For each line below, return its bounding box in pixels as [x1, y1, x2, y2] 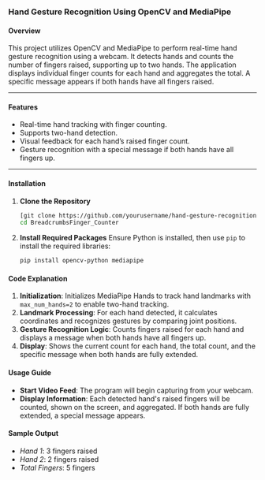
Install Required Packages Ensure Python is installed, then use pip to [19, 233, 246, 243]
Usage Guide [8, 367, 51, 377]
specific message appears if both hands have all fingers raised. [8, 77, 215, 87]
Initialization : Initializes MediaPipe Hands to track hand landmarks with [19, 291, 251, 301]
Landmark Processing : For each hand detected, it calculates [19, 308, 218, 318]
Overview [8, 26, 41, 35]
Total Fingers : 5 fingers [19, 463, 96, 472]
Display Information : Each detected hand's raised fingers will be [19, 393, 230, 404]
